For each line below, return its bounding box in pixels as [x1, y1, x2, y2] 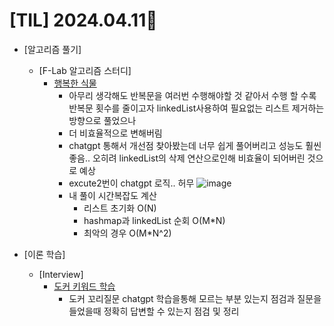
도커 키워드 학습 [53, 280, 116, 292]
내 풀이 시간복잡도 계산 [68, 189, 157, 201]
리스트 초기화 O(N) [83, 202, 157, 214]
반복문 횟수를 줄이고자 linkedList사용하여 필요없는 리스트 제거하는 [68, 102, 325, 114]
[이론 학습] [23, 248, 66, 260]
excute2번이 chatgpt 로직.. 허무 [68, 177, 195, 189]
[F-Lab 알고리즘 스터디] [38, 64, 132, 76]
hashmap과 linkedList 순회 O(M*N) [83, 214, 226, 226]
